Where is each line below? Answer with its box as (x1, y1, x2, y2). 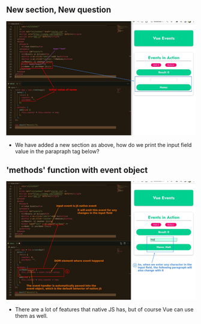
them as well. (14, 312, 48, 319)
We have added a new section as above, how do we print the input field (14, 141, 192, 148)
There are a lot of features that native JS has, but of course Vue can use (14, 305, 194, 313)
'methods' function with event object (6, 165, 148, 175)
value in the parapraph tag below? (14, 148, 100, 155)
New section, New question (6, 5, 112, 15)
